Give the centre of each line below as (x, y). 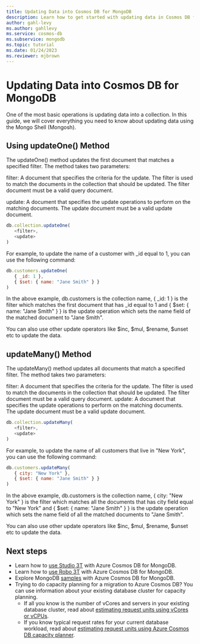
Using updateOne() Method (58, 145)
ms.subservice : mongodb (36, 39)
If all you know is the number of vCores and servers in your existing (106, 603)
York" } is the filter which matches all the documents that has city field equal (100, 502)
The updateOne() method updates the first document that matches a (90, 160)
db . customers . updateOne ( (37, 271)
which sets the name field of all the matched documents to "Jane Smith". (95, 514)
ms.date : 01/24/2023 (32, 51)
